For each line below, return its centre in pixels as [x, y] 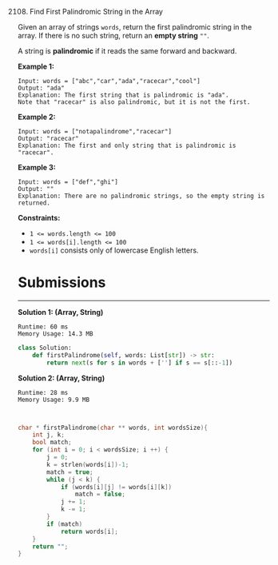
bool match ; [52, 443]
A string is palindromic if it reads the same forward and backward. [127, 51]
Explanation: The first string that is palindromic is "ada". [123, 95]
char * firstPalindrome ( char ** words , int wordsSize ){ [113, 428]
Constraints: [39, 218]
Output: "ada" [42, 88]
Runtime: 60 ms [43, 327]
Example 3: [37, 167]
